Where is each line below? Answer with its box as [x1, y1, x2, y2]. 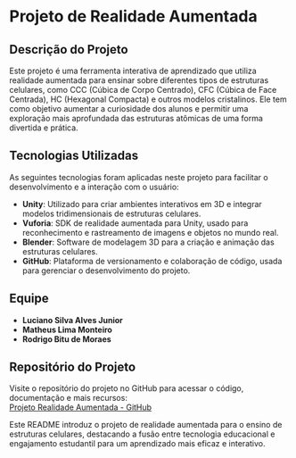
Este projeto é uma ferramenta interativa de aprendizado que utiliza [9, 65, 257, 76]
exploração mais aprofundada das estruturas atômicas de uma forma [9, 113, 263, 123]
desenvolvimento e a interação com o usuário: [9, 181, 180, 192]
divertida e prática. [9, 122, 78, 133]
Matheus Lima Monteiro [21, 324, 113, 335]
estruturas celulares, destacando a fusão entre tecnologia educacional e [9, 429, 275, 439]
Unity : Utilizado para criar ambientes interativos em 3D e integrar [21, 198, 263, 209]
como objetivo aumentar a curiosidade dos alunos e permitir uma [9, 104, 249, 113]
